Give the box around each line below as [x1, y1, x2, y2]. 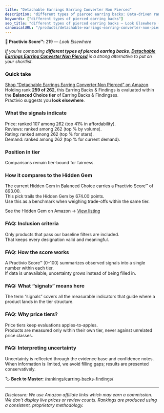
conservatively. [5, 366, 36, 372]
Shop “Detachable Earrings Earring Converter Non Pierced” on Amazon [5, 82, 149, 88]
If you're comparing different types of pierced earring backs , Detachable [5, 48, 156, 54]
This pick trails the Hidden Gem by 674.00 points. [5, 194, 104, 199]
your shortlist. [5, 59, 33, 65]
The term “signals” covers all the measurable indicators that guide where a [5, 294, 155, 300]
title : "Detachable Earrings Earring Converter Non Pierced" [5, 7, 132, 12]
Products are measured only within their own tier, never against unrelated [5, 327, 153, 333]
